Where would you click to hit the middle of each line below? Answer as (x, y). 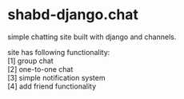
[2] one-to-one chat (40, 69)
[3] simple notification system (56, 77)
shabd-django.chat (73, 15)
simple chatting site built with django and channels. (92, 37)
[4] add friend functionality (52, 86)
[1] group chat (30, 61)
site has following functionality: (59, 52)
